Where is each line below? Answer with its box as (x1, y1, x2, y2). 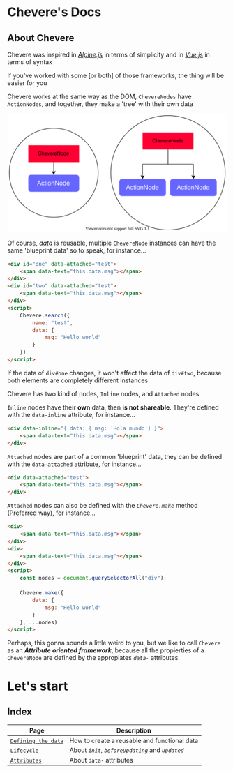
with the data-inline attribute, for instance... (7, 410, 136, 419)
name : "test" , (32, 319, 73, 327)
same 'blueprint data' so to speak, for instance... (7, 246, 146, 255)
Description (116, 726, 151, 735)
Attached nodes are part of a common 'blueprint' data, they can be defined (7, 452, 222, 460)
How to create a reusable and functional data (69, 737, 199, 745)
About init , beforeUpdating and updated (69, 746, 184, 754)
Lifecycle (10, 747, 39, 754)
